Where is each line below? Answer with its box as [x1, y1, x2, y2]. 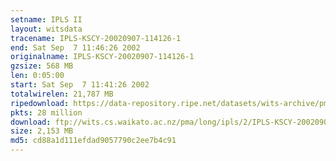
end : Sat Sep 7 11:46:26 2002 [10, 42, 141, 53]
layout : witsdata [10, 24, 83, 34]
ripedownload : [10, 98, 70, 108]
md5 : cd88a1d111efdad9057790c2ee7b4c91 [10, 136, 177, 146]
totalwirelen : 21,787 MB [10, 89, 114, 99]
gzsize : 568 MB [10, 61, 74, 71]
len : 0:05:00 [10, 71, 65, 81]
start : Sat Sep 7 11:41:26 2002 [10, 80, 150, 90]
